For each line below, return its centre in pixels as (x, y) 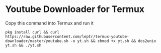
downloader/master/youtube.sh (37, 41)
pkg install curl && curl (32, 32)
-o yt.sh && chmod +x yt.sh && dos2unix (113, 41)
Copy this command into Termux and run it (50, 23)
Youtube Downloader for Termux (75, 9)
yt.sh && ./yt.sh (23, 45)
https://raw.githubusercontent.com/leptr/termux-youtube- (67, 36)
